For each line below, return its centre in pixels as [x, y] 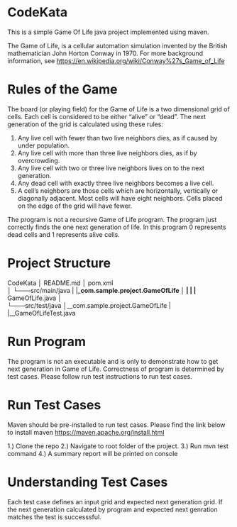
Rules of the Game [62, 90]
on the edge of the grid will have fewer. [75, 206]
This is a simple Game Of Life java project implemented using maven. [108, 32]
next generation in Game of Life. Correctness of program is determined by [116, 369]
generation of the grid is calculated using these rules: [85, 124]
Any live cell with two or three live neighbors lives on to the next [111, 168]
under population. [44, 145]
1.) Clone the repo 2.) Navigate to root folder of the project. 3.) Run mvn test [118, 446]
